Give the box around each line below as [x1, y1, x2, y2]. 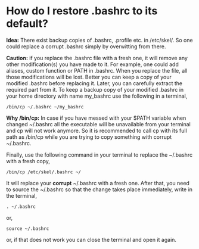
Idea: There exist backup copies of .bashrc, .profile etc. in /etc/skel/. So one [6, 36, 193, 43]
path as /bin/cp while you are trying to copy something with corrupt [6, 133, 172, 141]
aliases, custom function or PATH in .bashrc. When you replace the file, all [6, 67, 188, 74]
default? [6, 17, 49, 30]
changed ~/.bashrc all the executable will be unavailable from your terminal [6, 120, 191, 127]
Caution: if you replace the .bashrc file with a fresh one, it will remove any [6, 54, 188, 61]
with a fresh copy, [6, 157, 51, 164]
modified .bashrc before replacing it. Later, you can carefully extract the [6, 79, 183, 87]
